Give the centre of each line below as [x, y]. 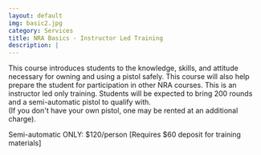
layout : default [35, 16]
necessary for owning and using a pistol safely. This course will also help [129, 77]
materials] [25, 143]
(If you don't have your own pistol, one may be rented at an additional [123, 111]
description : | [34, 46]
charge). [22, 119]
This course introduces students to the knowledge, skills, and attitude [123, 68]
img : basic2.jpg [35, 23]
